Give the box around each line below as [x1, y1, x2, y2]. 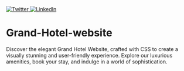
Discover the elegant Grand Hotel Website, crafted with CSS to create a [6, 45, 179, 52]
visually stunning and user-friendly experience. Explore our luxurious [6, 52, 173, 59]
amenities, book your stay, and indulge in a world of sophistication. [6, 58, 168, 65]
